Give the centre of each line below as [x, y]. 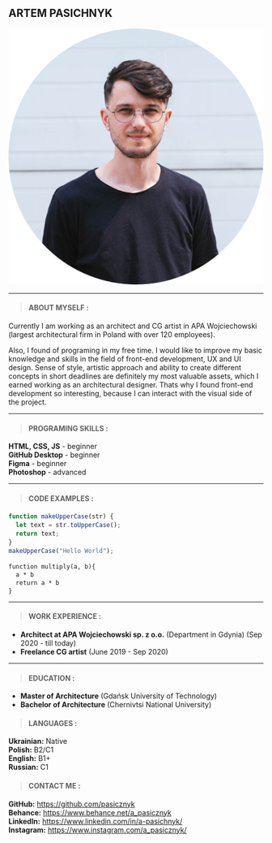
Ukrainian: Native [38, 741]
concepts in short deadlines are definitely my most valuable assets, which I [134, 376]
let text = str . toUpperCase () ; [68, 525]
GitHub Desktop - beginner [54, 455]
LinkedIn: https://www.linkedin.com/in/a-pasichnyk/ [96, 821]
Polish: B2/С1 [31, 750]
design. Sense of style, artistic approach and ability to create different [125, 368]
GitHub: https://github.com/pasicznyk [72, 804]
